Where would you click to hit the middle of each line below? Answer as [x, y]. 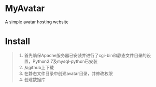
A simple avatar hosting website [37, 22]
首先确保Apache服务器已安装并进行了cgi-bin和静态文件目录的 [85, 55]
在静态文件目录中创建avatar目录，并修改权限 [68, 73]
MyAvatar [25, 8]
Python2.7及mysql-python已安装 [65, 61]
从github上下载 [39, 67]
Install [18, 41]
